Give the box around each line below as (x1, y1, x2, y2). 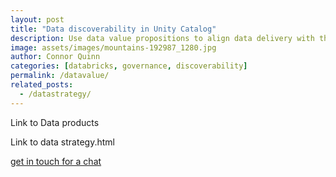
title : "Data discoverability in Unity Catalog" (10, 24, 217, 34)
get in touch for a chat (10, 155, 102, 167)
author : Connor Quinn (10, 52, 101, 62)
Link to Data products (10, 116, 100, 128)
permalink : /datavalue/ (10, 71, 110, 81)
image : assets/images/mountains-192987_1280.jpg (10, 42, 217, 53)
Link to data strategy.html (10, 136, 115, 148)
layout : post (10, 14, 65, 25)
